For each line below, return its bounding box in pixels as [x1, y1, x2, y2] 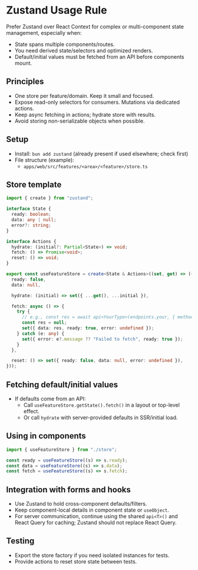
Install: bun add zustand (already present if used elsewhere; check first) [14, 150, 189, 157]
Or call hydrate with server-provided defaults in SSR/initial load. [23, 414, 178, 421]
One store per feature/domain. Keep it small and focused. [14, 92, 154, 99]
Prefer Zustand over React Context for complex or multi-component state [6, 23, 184, 30]
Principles [6, 77, 44, 87]
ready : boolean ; [11, 212, 51, 218]
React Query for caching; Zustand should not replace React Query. [14, 519, 177, 526]
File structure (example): [14, 156, 75, 163]
